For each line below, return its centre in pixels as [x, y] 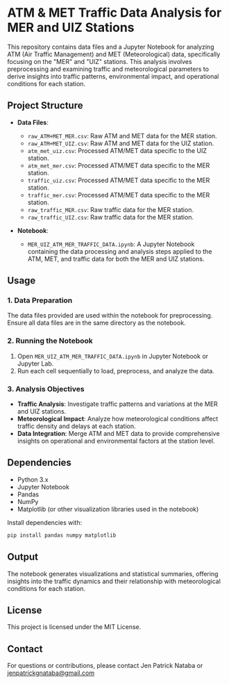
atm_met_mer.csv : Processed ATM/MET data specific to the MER [119, 165]
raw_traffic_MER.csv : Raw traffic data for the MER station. [111, 209]
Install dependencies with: [45, 522]
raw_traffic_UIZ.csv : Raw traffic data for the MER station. [111, 217]
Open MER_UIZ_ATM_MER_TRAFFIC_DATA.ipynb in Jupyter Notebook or [113, 356]
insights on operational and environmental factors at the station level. [116, 441]
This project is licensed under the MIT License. [74, 627]
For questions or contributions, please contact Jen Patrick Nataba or [105, 666]
